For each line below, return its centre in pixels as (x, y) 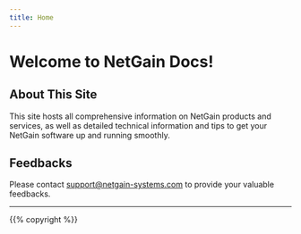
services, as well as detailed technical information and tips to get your (138, 125)
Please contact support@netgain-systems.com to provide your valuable (142, 185)
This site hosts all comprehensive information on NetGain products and (140, 116)
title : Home (31, 17)
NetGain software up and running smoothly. (90, 135)
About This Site (53, 95)
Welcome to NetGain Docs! (112, 61)
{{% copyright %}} (44, 220)
